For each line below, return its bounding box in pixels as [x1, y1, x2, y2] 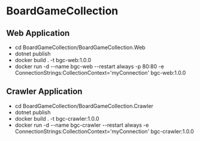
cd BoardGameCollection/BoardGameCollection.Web [14, 44, 146, 51]
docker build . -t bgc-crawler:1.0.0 [14, 115, 99, 122]
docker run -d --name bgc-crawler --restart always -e [14, 121, 149, 128]
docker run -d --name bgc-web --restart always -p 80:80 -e [14, 63, 165, 70]
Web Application [6, 28, 70, 38]
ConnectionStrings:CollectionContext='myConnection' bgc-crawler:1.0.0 [14, 127, 195, 135]
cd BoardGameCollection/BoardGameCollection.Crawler [14, 102, 154, 109]
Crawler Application [6, 87, 83, 97]
